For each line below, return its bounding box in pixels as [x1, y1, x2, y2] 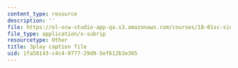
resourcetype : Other [7, 37, 69, 44]
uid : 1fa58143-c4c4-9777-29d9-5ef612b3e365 [7, 50, 138, 57]
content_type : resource [7, 10, 78, 18]
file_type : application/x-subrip [7, 30, 106, 38]
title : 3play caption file [7, 43, 87, 50]
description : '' [7, 17, 55, 24]
